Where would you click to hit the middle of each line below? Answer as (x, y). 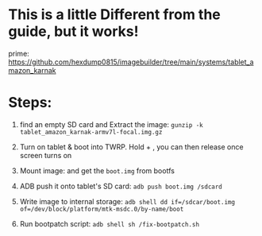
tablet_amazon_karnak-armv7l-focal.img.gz (91, 132)
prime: (19, 53)
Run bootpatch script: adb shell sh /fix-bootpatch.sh (110, 223)
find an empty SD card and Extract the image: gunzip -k (112, 124)
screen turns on (46, 155)
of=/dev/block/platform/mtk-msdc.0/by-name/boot (102, 209)
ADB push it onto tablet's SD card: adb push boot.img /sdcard (121, 186)
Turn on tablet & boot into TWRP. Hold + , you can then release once (131, 147)
